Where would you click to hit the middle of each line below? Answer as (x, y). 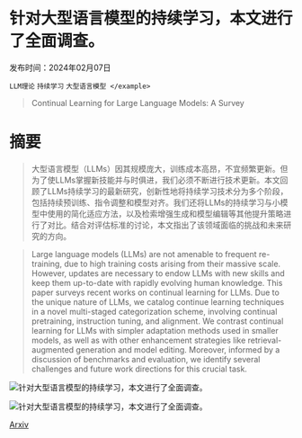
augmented (53, 349)
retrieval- (265, 340)
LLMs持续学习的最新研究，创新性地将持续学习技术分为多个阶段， (168, 191)
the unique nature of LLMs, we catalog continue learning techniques (158, 301)
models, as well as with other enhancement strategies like (138, 340)
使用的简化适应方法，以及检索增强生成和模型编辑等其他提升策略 (165, 213)
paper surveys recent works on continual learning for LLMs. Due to (155, 292)
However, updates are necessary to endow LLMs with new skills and (158, 273)
